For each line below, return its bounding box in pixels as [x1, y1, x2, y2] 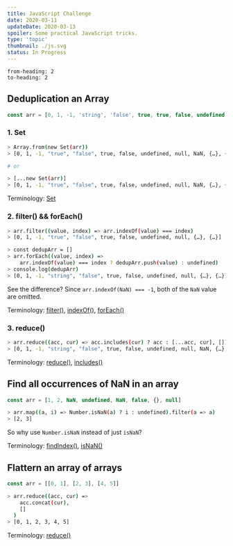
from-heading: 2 [7, 67, 54, 75]
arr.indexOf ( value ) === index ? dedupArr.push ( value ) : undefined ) [19, 259, 218, 266]
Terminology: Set [7, 194, 56, 202]
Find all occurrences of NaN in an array [7, 378, 179, 390]
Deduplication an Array [7, 93, 110, 105]
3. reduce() [7, 323, 46, 332]
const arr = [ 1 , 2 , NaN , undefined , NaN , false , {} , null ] [7, 396, 182, 403]
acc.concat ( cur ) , [19, 499, 70, 506]
